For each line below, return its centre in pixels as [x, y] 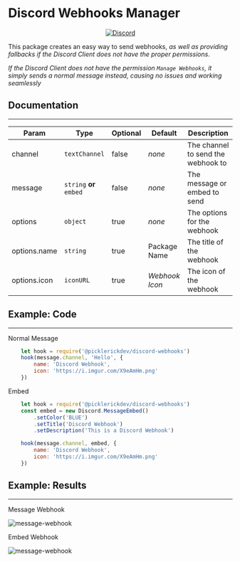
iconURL [77, 280]
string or [80, 184]
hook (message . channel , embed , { [69, 444]
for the [198, 221]
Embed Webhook [33, 537]
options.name [35, 250]
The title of [205, 242]
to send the [206, 154]
